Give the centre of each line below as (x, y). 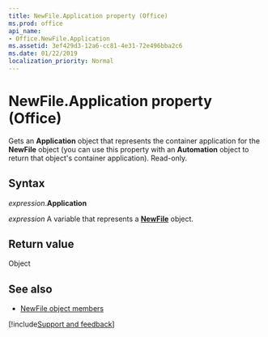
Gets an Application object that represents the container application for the (134, 141)
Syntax (27, 183)
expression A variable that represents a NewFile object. (101, 219)
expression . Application (48, 203)
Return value (41, 244)
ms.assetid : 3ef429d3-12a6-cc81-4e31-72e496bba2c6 (96, 46)
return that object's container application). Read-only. (98, 158)
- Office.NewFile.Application (60, 38)
